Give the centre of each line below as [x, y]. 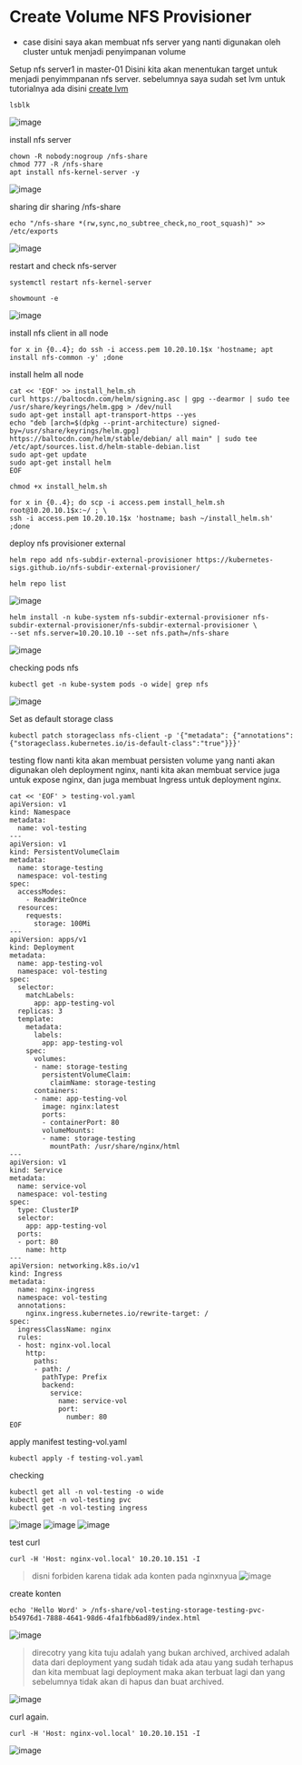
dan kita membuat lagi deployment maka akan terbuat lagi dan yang [158, 1671]
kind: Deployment [42, 948]
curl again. [29, 1717]
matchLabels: [50, 995]
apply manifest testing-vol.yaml [68, 1441]
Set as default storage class [61, 718]
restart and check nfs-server [63, 266]
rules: [30, 1337]
